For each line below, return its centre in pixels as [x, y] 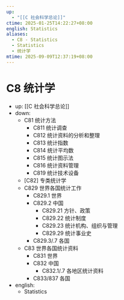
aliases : [17, 34]
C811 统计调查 [50, 128]
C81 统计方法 [40, 120]
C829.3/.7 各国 [51, 240]
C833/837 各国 [51, 278]
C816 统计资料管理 [56, 165]
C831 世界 [45, 255]
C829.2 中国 [48, 203]
